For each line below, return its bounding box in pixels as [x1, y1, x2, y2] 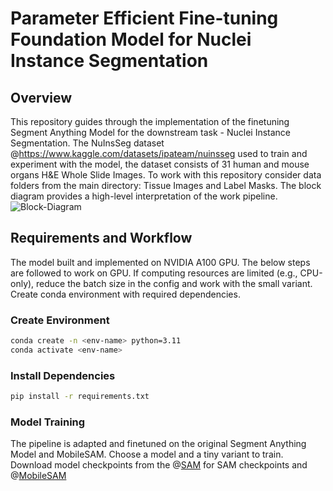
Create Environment [10, 313, 110, 327]
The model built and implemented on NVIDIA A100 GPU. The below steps [10, 256, 311, 268]
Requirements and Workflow [10, 230, 193, 247]
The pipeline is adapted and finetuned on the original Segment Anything [10, 438, 307, 450]
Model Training [10, 415, 86, 429]
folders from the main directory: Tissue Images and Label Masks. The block [10, 180, 322, 191]
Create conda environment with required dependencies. [10, 288, 241, 300]
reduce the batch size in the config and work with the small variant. [36, 277, 313, 289]
